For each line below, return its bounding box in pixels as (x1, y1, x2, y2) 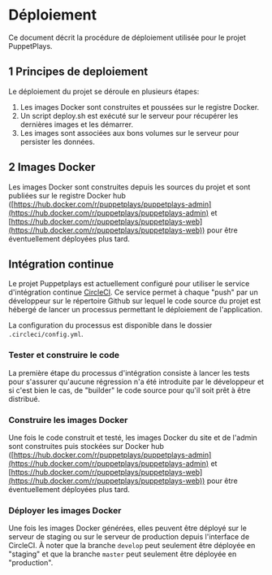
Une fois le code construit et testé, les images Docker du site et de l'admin (8, 433, 257, 442)
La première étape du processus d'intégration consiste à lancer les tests (8, 368, 250, 377)
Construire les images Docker (8, 414, 128, 425)
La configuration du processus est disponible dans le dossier (8, 320, 213, 330)
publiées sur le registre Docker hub (8, 190, 126, 200)
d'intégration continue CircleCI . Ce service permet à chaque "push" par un (8, 287, 258, 298)
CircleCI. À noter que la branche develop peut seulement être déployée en (8, 541, 256, 551)
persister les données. (19, 137, 95, 146)
